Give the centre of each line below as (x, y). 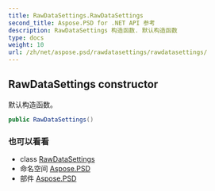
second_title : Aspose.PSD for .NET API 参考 (82, 23)
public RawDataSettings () (51, 120)
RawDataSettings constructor (83, 84)
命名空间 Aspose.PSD (55, 168)
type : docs (26, 38)
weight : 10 (26, 45)
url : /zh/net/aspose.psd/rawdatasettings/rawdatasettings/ (108, 52)
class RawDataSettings (57, 159)
